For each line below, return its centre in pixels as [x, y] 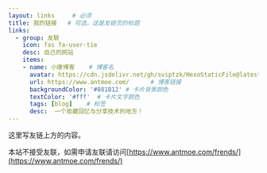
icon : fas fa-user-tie [60, 45]
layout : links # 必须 [50, 15]
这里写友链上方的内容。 [46, 135]
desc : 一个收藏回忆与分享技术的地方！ [86, 112]
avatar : [42, 75]
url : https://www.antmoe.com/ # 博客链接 [105, 82]
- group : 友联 [37, 38]
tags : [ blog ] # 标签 [67, 104]
